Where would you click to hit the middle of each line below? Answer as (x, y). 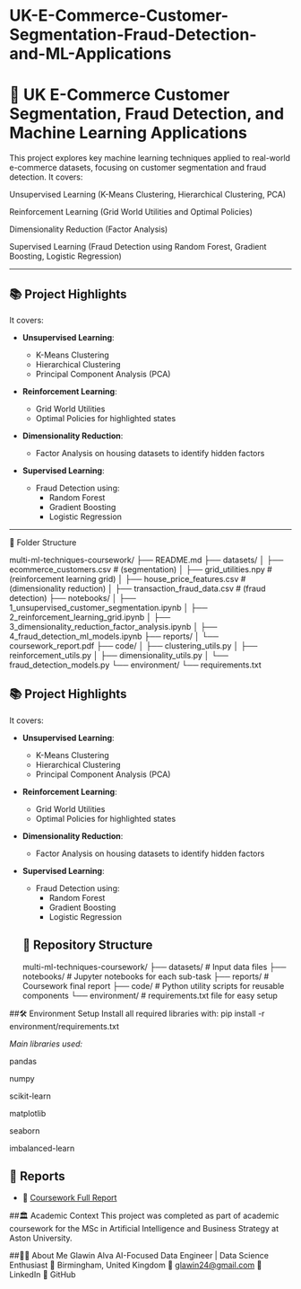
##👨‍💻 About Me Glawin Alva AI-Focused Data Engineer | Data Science (139, 1256)
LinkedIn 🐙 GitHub (43, 1275)
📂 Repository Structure (87, 945)
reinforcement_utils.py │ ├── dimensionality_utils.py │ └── (119, 655)
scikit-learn (30, 1096)
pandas (23, 1061)
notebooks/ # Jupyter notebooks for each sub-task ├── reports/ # (146, 976)
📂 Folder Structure (43, 542)
